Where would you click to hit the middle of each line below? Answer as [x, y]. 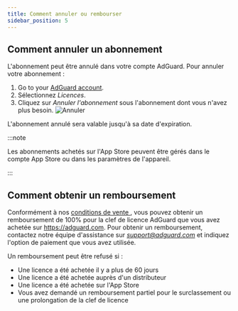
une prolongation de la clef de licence [73, 300]
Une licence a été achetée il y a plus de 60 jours [88, 270]
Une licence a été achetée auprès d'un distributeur [92, 278]
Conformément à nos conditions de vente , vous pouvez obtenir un [105, 212]
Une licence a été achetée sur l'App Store [79, 285]
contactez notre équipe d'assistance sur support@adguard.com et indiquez [118, 235]
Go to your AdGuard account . [61, 88]
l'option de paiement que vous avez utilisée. [72, 243]
